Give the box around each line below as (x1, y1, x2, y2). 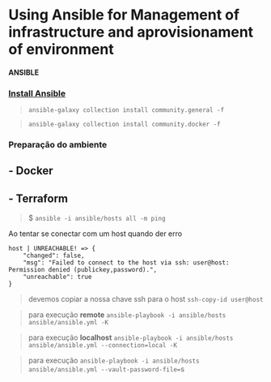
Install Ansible (8, 88, 66, 99)
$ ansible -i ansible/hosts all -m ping (28, 213, 166, 223)
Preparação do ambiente (8, 139, 108, 150)
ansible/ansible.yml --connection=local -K (28, 341, 178, 350)
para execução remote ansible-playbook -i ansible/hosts (28, 310, 227, 320)
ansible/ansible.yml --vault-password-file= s (28, 364, 184, 374)
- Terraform (8, 191, 69, 205)
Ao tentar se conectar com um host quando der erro (8, 229, 183, 238)
